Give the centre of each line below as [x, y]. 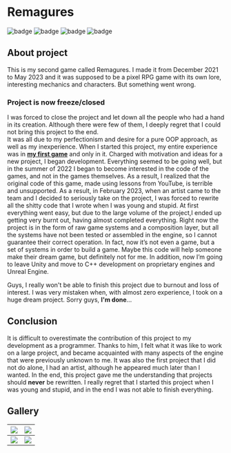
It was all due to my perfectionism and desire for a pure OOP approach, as [112, 140]
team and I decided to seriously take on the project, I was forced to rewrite [113, 198]
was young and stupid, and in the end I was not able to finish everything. [110, 389]
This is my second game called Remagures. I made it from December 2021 [113, 69]
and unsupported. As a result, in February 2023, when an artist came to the [114, 191]
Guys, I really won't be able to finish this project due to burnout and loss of [113, 285]
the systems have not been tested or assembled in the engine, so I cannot [112, 235]
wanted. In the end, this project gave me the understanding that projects [110, 375]
